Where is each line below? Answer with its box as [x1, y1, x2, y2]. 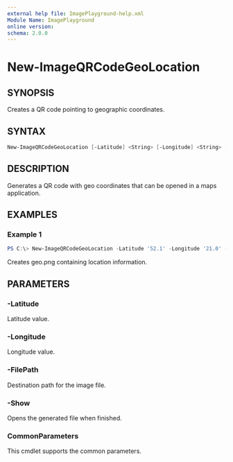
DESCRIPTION [7, 163, 69, 175]
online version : [7, 23, 54, 30]
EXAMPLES [7, 209, 58, 221]
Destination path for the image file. [7, 381, 106, 389]
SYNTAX [7, 126, 46, 137]
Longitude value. [7, 348, 55, 356]
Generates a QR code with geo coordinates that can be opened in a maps [7, 181, 217, 189]
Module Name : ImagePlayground [7, 17, 95, 24]
